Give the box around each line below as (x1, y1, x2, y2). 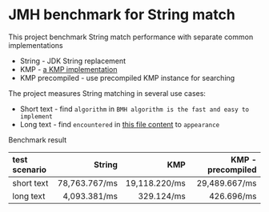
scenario (12, 164, 46, 175)
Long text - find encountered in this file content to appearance (19, 119, 220, 129)
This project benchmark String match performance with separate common (8, 32, 254, 42)
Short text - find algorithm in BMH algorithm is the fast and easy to (19, 104, 250, 114)
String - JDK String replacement (19, 56, 126, 66)
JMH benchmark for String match (8, 6, 236, 24)
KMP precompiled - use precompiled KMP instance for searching (19, 73, 235, 82)
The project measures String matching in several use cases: (8, 88, 207, 98)
